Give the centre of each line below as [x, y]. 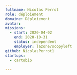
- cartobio [21, 60]
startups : [15, 56]
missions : [15, 28]
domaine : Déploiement [28, 19]
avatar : [13, 23]
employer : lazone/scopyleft [43, 46]
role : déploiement [24, 14]
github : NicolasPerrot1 [30, 51]
